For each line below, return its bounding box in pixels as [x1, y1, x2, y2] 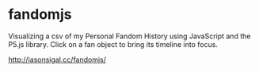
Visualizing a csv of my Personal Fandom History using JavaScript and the [8, 31, 251, 41]
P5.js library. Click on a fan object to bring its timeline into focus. [8, 39, 218, 49]
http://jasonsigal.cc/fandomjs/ [8, 55, 107, 64]
